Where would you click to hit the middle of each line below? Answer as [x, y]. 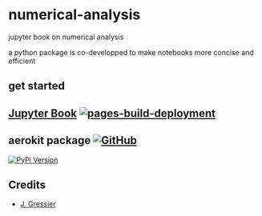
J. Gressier [38, 204]
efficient [22, 61]
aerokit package [50, 140]
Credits [27, 184]
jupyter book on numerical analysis [66, 37]
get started [37, 86]
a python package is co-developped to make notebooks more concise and [131, 52]
